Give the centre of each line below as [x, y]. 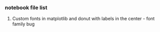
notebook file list [26, 8]
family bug [23, 24]
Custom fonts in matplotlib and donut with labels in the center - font [83, 19]
